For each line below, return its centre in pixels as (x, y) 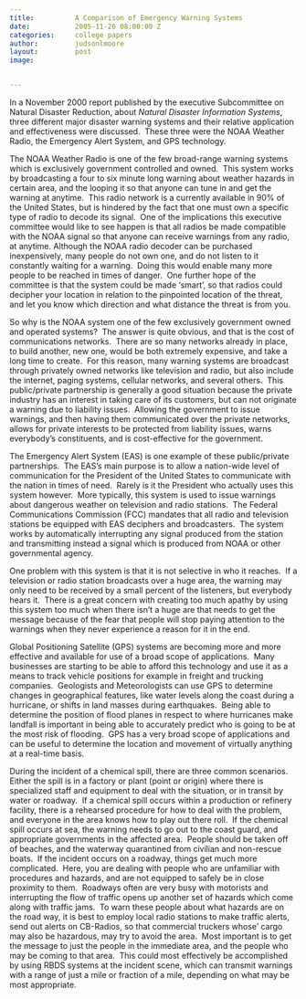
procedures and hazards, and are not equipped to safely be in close (137, 878)
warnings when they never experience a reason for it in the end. (130, 629)
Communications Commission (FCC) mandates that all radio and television (149, 514)
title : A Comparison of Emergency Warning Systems (127, 18)
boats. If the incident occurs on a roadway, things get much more (133, 858)
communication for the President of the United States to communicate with (150, 475)
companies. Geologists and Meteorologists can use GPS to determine (142, 685)
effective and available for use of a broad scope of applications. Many (142, 657)
